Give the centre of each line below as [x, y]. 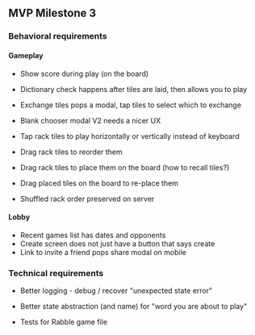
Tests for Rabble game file [63, 322]
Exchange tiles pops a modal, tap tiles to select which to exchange [131, 105]
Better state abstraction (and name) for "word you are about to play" [134, 307]
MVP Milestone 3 [52, 13]
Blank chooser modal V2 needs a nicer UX [90, 120]
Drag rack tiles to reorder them [71, 152]
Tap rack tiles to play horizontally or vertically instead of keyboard [130, 136]
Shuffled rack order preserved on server [87, 199]
